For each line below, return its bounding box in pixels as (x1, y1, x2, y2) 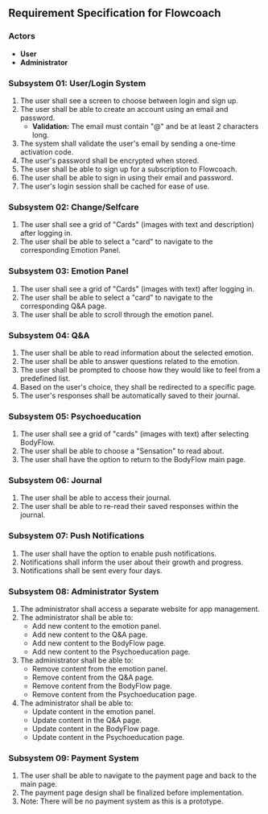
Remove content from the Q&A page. (31, 672, 155, 683)
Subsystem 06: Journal (8, 475, 102, 486)
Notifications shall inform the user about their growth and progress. (19, 557, 244, 567)
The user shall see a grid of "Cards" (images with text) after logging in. (19, 283, 255, 293)
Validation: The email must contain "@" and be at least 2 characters (31, 121, 259, 131)
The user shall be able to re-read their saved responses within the (19, 502, 239, 511)
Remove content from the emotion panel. (31, 664, 168, 674)
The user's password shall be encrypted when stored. (19, 155, 200, 165)
